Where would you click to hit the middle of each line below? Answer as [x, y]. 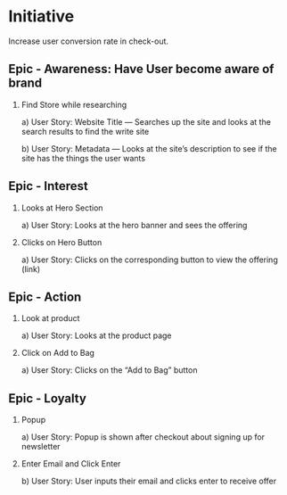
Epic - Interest [48, 186]
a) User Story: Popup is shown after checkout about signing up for [143, 437]
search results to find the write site [85, 131]
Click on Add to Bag [58, 353]
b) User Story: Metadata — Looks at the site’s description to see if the [149, 148]
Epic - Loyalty [47, 398]
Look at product [50, 318]
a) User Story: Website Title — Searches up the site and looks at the [146, 121]
